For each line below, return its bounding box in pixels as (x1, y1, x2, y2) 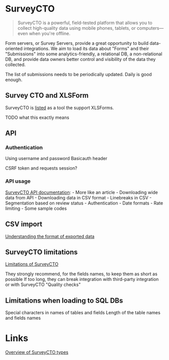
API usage (5, 178, 31, 185)
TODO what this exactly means (5, 114, 69, 120)
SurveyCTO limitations (5, 248, 78, 256)
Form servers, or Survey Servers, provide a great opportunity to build (5, 40, 149, 46)
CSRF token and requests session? (5, 165, 77, 171)
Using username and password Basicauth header (5, 156, 108, 162)
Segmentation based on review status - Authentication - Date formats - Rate (5, 200, 163, 206)
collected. (5, 61, 26, 67)
